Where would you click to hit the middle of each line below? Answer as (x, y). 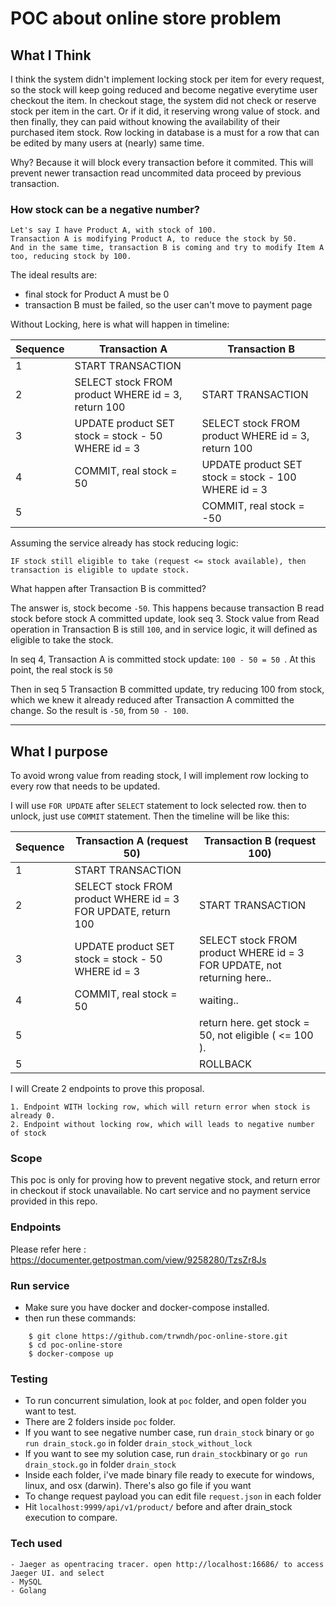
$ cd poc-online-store (75, 1345)
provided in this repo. (54, 1201)
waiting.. (218, 1000)
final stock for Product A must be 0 (97, 294)
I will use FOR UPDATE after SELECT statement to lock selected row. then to (158, 806)
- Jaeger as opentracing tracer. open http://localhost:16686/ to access (167, 1564)
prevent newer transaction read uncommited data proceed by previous (156, 173)
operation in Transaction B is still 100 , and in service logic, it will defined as (164, 629)
